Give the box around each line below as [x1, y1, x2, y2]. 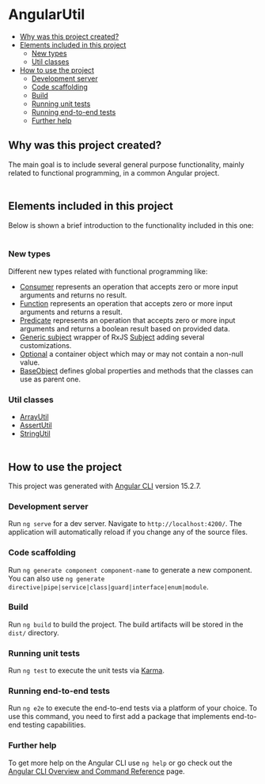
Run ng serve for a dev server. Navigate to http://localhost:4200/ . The [8, 519, 243, 528]
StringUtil [19, 429, 51, 438]
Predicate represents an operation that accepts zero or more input [19, 315, 236, 325]
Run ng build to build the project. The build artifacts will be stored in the [8, 619, 244, 629]
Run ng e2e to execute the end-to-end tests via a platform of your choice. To [8, 703, 258, 713]
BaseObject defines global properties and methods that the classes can [19, 365, 253, 375]
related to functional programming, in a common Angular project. [8, 168, 220, 177]
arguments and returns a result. [19, 307, 123, 316]
